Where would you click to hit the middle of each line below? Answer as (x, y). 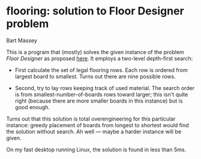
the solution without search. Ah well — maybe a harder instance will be (94, 131)
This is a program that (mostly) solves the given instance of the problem (95, 52)
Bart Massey (22, 40)
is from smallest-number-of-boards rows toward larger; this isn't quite (101, 94)
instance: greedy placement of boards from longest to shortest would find (97, 125)
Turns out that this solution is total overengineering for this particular (91, 119)
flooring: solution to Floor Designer (95, 11)
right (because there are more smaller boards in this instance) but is (99, 101)
